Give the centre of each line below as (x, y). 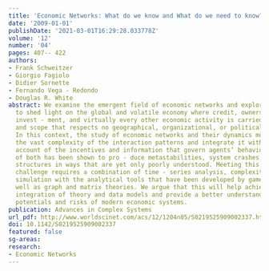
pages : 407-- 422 (37, 53)
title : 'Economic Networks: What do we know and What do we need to (125, 16)
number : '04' (30, 46)
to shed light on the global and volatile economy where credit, (127, 113)
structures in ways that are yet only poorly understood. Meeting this (138, 165)
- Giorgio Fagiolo (39, 75)
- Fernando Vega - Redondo (53, 90)
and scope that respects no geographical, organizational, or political (139, 127)
